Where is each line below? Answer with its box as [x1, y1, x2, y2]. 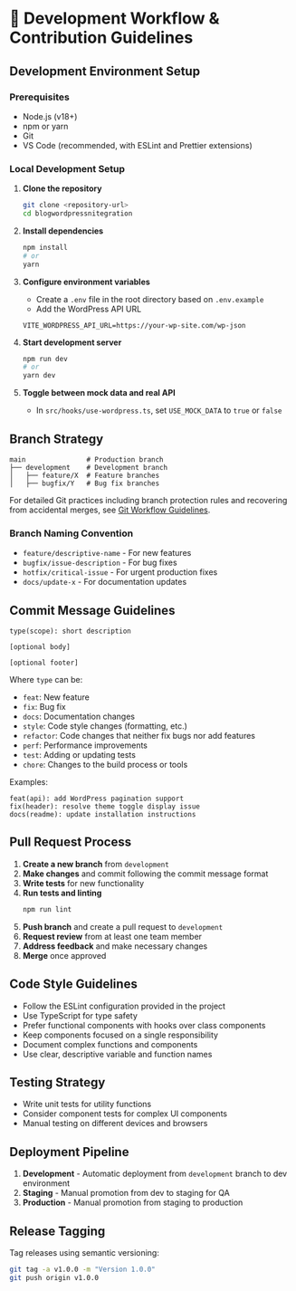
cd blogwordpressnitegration [22, 209, 133, 218]
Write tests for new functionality [22, 877, 145, 888]
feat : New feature [22, 692, 91, 703]
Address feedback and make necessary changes [22, 941, 208, 952]
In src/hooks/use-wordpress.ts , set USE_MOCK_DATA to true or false [35, 405, 282, 416]
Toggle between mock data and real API [22, 387, 176, 398]
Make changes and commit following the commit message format [22, 868, 269, 879]
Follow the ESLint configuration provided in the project [22, 1000, 226, 1011]
